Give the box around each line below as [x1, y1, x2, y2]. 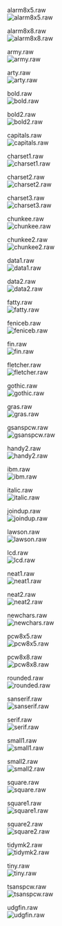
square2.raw [7, 820, 43, 828]
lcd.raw [7, 549, 29, 557]
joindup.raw [7, 507, 41, 515]
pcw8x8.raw [7, 653, 43, 661]
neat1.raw [7, 570, 35, 577]
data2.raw [7, 278, 37, 285]
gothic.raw [7, 382, 38, 390]
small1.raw [7, 737, 37, 744]
